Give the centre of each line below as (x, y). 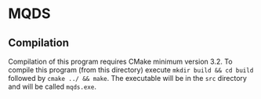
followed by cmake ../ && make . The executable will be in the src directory (127, 78)
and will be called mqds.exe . (52, 86)
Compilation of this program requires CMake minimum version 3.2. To (120, 61)
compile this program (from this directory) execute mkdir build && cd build (131, 70)
